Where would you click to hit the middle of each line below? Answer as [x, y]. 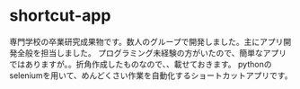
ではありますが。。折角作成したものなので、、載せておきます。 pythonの [141, 64]
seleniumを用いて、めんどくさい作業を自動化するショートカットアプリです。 [151, 75]
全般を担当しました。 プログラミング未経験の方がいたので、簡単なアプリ [152, 53]
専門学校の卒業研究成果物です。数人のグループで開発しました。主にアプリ [146, 41]
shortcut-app [60, 16]
